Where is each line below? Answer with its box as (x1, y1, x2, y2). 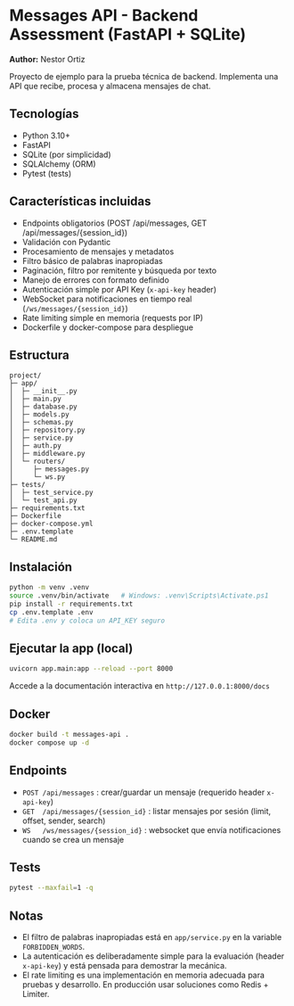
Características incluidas (9, 194, 151, 210)
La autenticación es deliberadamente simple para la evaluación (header (21, 951, 285, 961)
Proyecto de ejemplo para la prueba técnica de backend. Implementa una (9, 70, 279, 81)
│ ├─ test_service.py (9, 488, 94, 498)
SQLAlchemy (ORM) (21, 158, 96, 169)
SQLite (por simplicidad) (21, 149, 111, 160)
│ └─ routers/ (9, 457, 66, 466)
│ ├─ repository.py (9, 425, 86, 435)
